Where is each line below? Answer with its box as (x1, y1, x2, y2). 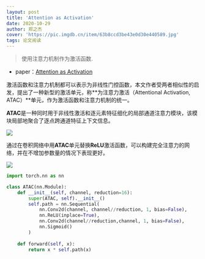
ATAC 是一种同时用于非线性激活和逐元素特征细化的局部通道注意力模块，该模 (6, 110, 198, 116)
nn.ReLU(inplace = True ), (39, 212, 100, 219)
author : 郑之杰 (6, 26, 42, 32)
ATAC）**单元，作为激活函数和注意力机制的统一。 (6, 96, 133, 103)
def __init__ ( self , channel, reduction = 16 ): (17, 189, 133, 196)
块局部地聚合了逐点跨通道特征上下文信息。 (6, 117, 114, 124)
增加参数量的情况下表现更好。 (32, 149, 108, 156)
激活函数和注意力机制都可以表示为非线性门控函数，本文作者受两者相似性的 (6, 81, 194, 88)
